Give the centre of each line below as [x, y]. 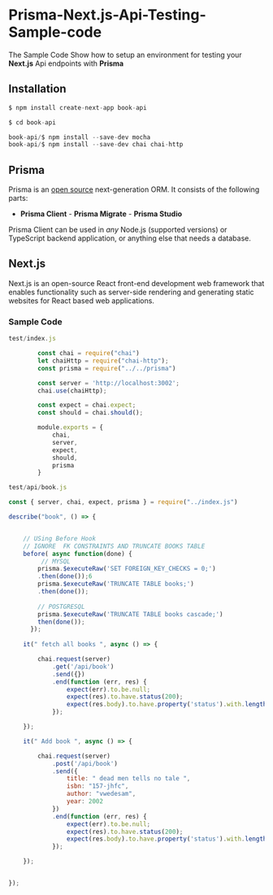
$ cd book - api [32, 122]
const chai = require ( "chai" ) [89, 354]
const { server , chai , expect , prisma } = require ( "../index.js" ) [123, 502]
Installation [37, 89]
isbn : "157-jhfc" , [97, 786]
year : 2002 [85, 802]
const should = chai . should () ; [91, 413]
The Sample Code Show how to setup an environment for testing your [125, 54]
